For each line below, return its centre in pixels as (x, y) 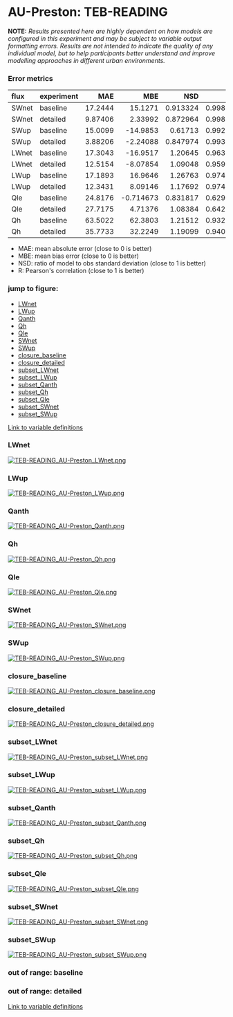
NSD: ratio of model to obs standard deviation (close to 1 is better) (112, 263)
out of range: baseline (46, 973)
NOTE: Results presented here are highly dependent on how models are (110, 31)
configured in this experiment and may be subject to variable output (105, 38)
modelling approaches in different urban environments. (86, 60)
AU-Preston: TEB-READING (88, 12)
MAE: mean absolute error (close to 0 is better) (85, 249)
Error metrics (31, 78)
